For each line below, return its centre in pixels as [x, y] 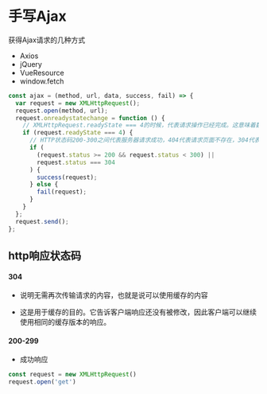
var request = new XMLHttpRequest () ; [78, 103]
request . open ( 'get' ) [43, 382]
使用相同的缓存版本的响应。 [65, 322]
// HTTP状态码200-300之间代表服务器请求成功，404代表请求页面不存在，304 [139, 140]
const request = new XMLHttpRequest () [72, 375]
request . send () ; [42, 221]
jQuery [31, 64]
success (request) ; [67, 177]
